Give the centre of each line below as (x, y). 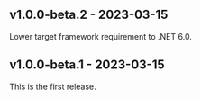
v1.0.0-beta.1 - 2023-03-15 (87, 65)
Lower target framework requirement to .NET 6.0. (100, 36)
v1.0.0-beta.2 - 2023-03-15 (89, 15)
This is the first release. (53, 86)
